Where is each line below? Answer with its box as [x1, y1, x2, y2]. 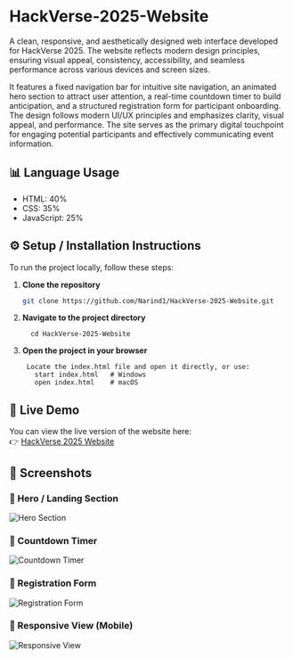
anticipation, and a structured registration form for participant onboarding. [9, 100, 281, 111]
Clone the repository [21, 279, 101, 290]
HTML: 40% [21, 194, 68, 204]
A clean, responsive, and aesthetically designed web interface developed [9, 36, 279, 46]
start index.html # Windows [34, 370, 147, 380]
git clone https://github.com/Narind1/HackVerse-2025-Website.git [21, 296, 274, 305]
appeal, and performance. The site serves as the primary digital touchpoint [9, 119, 284, 130]
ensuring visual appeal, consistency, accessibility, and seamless [9, 54, 245, 65]
